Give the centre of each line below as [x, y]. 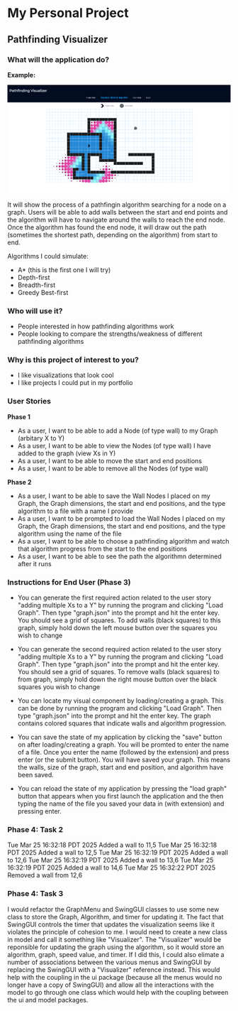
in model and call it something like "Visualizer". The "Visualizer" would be [114, 939]
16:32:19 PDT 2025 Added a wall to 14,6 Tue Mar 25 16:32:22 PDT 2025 [112, 867]
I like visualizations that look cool [66, 375]
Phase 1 [19, 416]
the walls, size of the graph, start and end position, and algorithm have [120, 767]
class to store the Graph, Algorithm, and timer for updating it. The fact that [116, 917]
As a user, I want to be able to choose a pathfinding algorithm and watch [123, 541]
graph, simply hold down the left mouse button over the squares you [117, 627]
